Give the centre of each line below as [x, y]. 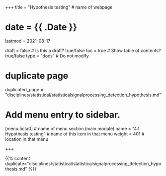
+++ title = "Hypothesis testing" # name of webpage [59, 7]
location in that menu [27, 139]
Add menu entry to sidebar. [63, 115]
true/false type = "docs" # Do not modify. [48, 56]
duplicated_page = [24, 89]
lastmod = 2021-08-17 [28, 41]
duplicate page [37, 76]
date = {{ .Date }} [41, 27]
